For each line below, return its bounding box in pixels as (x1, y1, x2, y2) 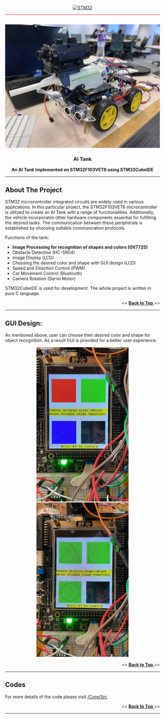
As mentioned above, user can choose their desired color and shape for (5, 332, 151, 338)
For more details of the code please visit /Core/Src (5, 694, 108, 700)
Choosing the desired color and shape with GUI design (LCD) (12, 260, 136, 266)
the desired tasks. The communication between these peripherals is (5, 220, 142, 226)
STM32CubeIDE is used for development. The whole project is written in (5, 285, 151, 291)
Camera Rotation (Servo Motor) (12, 276, 76, 281)
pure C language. (5, 290, 40, 296)
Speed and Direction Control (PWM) (12, 265, 85, 271)
